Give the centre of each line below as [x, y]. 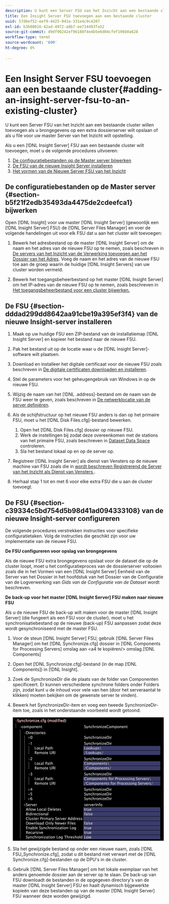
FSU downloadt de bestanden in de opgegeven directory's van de [81, 880]
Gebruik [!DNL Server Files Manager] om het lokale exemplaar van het [85, 869]
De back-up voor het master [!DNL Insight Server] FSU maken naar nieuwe [84, 597]
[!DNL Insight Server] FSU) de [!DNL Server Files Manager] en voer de [78, 228]
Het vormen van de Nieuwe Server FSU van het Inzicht [69, 171]
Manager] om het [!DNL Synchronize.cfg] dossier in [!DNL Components [87, 644]
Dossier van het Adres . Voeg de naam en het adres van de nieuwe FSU [86, 259]
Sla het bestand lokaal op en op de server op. [67, 451]
